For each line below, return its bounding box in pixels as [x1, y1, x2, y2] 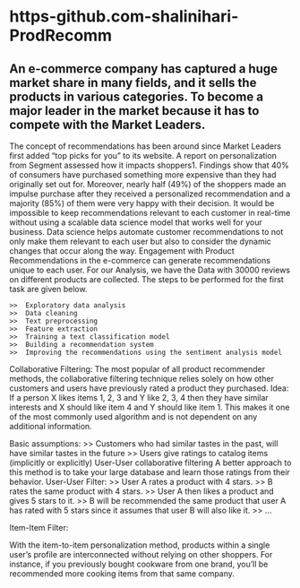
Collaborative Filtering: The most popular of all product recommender [9, 364, 266, 374]
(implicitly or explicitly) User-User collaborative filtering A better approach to [9, 457, 292, 468]
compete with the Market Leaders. [9, 117, 206, 132]
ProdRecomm [9, 25, 113, 46]
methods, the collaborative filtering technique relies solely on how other [9, 374, 275, 384]
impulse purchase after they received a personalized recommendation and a [9, 188, 291, 199]
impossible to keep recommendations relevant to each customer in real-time [9, 208, 291, 218]
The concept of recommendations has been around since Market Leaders [9, 141, 282, 151]
